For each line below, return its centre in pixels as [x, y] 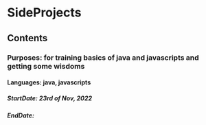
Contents [27, 38]
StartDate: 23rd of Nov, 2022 [50, 98]
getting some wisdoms [46, 66]
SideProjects [44, 13]
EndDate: [21, 115]
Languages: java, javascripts [49, 82]
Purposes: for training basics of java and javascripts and [103, 58]
